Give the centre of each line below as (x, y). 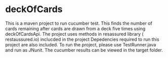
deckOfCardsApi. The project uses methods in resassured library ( (74, 34)
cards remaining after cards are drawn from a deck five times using (75, 28)
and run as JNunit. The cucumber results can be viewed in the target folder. (84, 50)
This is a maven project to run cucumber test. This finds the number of (79, 23)
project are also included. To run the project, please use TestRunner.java (81, 44)
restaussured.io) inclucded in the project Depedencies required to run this (82, 39)
